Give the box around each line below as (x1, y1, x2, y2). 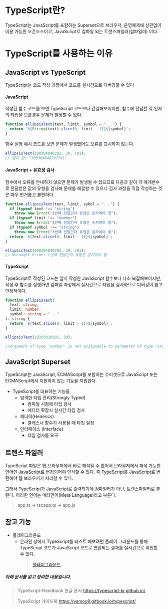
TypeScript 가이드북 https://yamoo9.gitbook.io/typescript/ (17, 598, 136, 604)
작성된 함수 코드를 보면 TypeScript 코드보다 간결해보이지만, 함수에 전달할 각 (5, 106, 153, 112)
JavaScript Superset (5, 357, 71, 366)
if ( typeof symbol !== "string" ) (9, 225, 79, 230)
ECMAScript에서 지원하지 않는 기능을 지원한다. (5, 378, 97, 384)
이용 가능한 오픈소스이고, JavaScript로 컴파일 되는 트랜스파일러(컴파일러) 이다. (5, 28, 158, 34)
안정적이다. (5, 288, 27, 294)
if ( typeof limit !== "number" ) (9, 216, 77, 221)
